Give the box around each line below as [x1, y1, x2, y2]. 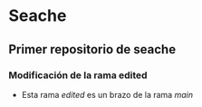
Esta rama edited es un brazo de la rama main [21, 89, 194, 100]
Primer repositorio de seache [8, 42, 177, 57]
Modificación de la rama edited [8, 69, 148, 82]
